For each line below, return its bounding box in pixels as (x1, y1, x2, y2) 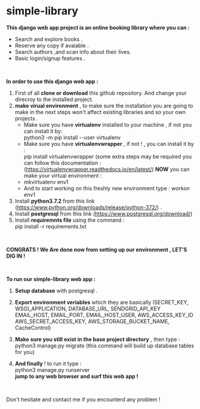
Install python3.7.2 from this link (14, 197, 95, 204)
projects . (14, 115, 39, 122)
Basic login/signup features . (14, 54, 85, 62)
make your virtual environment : (23, 172, 102, 179)
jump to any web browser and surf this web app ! (14, 373, 139, 380)
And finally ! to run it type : (14, 360, 82, 367)
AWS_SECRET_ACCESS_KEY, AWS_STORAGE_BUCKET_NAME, (14, 318, 170, 325)
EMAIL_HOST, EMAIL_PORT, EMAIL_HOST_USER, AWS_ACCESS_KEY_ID (14, 311, 194, 318)
